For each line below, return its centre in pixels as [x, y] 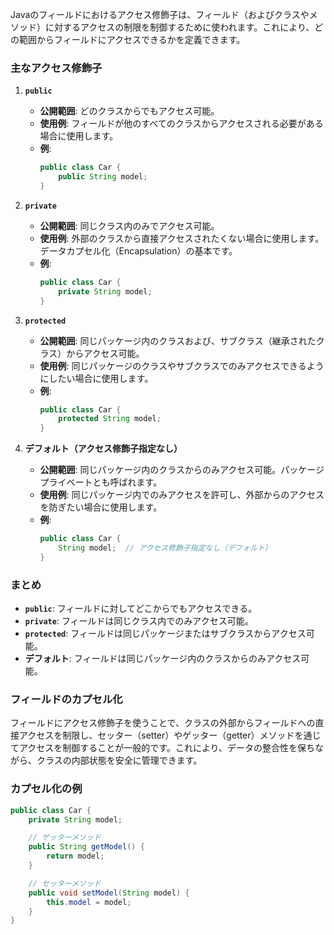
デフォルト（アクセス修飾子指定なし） [103, 449]
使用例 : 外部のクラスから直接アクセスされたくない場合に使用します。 [182, 238]
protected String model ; [110, 419]
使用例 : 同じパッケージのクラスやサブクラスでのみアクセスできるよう [182, 365]
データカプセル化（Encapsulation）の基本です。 [138, 250]
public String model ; [103, 177]
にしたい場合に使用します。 [96, 378]
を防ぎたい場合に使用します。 [101, 507]
